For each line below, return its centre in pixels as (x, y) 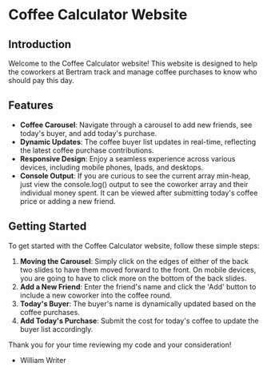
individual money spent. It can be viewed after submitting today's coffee (139, 193)
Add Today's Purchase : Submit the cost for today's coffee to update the (139, 321)
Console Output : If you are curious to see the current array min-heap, (135, 176)
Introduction (40, 44)
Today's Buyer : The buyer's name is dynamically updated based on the (138, 303)
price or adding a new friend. (68, 201)
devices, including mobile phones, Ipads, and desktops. (112, 167)
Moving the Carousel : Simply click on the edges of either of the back (134, 261)
